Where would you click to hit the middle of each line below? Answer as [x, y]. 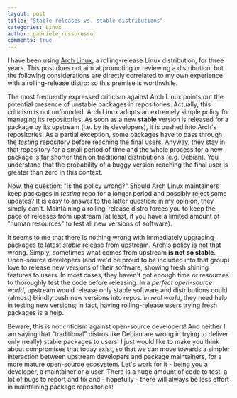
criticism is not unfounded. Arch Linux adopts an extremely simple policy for [118, 112]
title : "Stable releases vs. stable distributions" [85, 21]
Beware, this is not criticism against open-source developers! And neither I [116, 326]
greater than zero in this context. [55, 172]
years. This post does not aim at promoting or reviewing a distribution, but [115, 68]
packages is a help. [36, 313]
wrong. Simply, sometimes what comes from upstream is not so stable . [112, 253]
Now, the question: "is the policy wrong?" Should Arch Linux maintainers [113, 186]
